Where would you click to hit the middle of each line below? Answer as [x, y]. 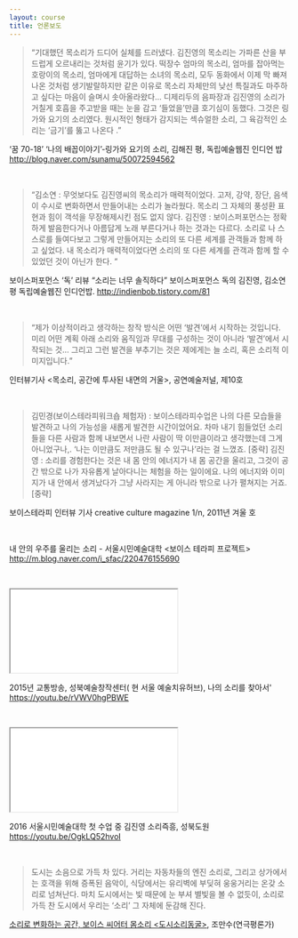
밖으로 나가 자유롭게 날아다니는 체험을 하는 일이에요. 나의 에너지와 [154, 471]
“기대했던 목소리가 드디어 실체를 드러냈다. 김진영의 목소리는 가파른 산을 [154, 52]
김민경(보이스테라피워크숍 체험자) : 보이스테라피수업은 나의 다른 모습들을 [156, 415]
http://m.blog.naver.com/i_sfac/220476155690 [95, 558]
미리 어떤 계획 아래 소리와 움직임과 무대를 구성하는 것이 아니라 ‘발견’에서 [155, 338]
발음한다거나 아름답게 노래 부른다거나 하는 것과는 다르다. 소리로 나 [161, 228]
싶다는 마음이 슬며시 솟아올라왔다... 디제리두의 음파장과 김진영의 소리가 [163, 96]
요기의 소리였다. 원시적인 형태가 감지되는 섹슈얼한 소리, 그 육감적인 [163, 119]
